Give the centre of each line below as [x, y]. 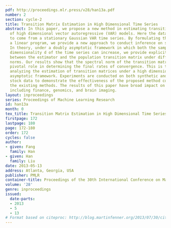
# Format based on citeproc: [36, 218]
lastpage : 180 [20, 123]
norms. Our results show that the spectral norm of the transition [83, 62]
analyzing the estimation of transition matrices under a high [78, 72]
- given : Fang [20, 147]
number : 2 [16, 15]
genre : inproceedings [28, 189]
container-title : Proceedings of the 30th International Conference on [83, 180]
